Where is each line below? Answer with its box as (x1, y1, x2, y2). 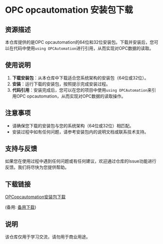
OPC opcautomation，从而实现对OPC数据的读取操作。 (16, 93, 126, 99)
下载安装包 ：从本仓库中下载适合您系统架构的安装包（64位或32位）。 (12, 75, 149, 81)
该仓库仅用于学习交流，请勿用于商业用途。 (5, 234, 91, 240)
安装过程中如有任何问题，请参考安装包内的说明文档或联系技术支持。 (12, 129, 149, 135)
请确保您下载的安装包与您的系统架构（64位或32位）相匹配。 (12, 122, 134, 128)
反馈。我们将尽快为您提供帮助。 (5, 164, 69, 170)
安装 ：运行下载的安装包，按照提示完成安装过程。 (12, 81, 110, 87)
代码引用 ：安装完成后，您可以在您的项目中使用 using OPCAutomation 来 (12, 87, 152, 93)
